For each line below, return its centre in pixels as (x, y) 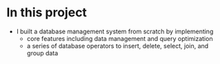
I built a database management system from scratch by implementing (115, 31)
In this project (47, 13)
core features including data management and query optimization (120, 38)
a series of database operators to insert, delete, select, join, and (118, 46)
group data (42, 53)
